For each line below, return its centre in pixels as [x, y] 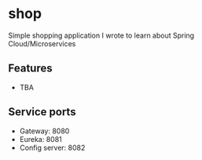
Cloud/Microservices [42, 43]
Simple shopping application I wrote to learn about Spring [101, 35]
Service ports [42, 112]
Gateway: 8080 [44, 131]
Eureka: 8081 [41, 139]
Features [30, 69]
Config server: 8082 [52, 147]
